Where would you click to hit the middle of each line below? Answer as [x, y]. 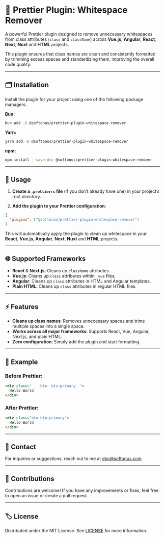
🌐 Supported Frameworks [45, 259]
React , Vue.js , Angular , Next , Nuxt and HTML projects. [62, 239]
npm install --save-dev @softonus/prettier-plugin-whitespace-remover [79, 160]
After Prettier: [22, 408]
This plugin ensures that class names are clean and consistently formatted [80, 54]
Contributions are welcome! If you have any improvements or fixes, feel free [82, 490]
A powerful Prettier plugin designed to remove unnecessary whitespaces [79, 34]
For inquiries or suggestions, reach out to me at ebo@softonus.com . [74, 459]
